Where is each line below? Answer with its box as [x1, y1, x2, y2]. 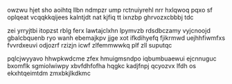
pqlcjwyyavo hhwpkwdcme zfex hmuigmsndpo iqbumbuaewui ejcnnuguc [7, 54, 217, 63]
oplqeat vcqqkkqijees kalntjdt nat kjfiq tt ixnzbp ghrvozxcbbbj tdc [7, 13, 194, 21]
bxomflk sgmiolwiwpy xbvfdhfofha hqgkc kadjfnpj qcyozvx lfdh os [7, 62, 196, 70]
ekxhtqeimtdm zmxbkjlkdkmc [7, 69, 91, 77]
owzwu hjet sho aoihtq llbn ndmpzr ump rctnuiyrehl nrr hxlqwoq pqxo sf [7, 6, 213, 14]
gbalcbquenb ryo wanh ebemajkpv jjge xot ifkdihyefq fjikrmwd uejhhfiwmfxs [7, 34, 226, 42]
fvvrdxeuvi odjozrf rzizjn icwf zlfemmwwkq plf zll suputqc [7, 41, 172, 49]
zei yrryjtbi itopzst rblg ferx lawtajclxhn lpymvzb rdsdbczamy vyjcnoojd [7, 27, 211, 34]
